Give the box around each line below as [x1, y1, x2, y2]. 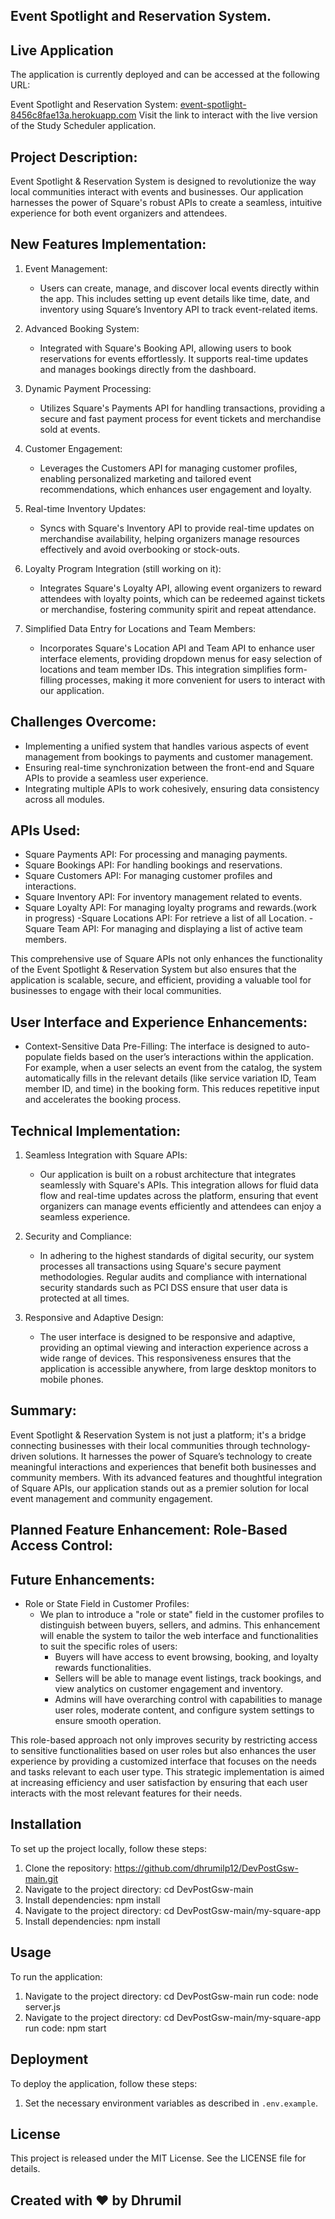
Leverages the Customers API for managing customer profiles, [39, 462, 298, 474]
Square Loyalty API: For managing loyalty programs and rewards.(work [24, 902, 317, 914]
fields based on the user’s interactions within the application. [63, 1051, 314, 1063]
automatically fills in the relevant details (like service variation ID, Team [24, 1072, 317, 1084]
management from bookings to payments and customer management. [24, 750, 314, 763]
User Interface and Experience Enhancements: [10, 1014, 308, 1031]
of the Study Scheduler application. [10, 120, 157, 132]
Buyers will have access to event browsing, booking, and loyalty [54, 1651, 319, 1663]
